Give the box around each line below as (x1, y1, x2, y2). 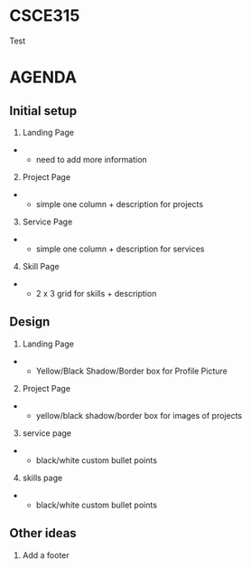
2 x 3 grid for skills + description (35, 288, 157, 298)
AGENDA (9, 67, 78, 88)
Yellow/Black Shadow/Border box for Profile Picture (35, 365, 228, 376)
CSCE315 (9, 5, 80, 26)
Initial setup (9, 103, 78, 118)
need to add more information (35, 154, 147, 165)
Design (9, 314, 51, 330)
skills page (22, 472, 63, 483)
